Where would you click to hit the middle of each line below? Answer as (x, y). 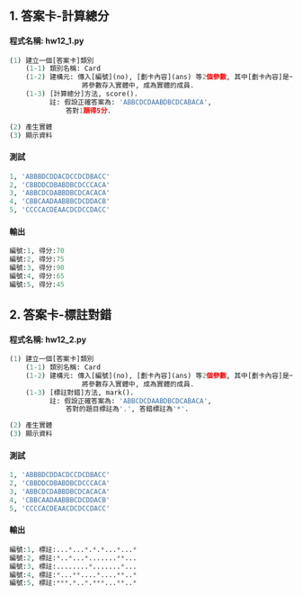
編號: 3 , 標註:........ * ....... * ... (73, 566)
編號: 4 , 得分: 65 (37, 276)
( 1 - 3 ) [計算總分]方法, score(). (82, 94)
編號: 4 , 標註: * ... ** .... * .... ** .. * (73, 574)
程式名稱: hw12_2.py (48, 339)
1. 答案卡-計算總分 (59, 16)
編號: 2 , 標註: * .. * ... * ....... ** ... (73, 558)
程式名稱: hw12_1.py (47, 41)
